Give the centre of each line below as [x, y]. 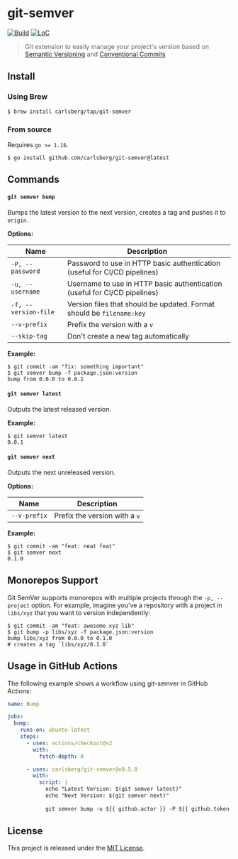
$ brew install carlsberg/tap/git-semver [69, 112]
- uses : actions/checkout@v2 [69, 743]
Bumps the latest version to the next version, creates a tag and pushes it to [117, 212]
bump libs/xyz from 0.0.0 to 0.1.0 [60, 638]
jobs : [15, 717]
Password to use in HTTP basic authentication [144, 263]
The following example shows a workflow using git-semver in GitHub [108, 683]
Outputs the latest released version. [59, 409]
